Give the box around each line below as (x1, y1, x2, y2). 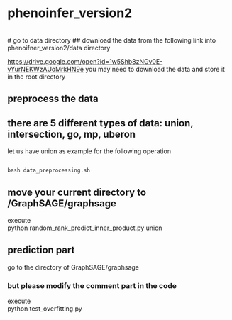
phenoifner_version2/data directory (7, 43, 111, 52)
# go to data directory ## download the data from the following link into (7, 35, 216, 44)
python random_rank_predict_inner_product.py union (7, 224, 162, 232)
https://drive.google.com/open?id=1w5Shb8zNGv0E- (7, 57, 163, 65)
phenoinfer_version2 (7, 5, 133, 21)
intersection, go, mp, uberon (7, 128, 136, 140)
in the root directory (7, 72, 66, 81)
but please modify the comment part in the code (7, 280, 177, 290)
